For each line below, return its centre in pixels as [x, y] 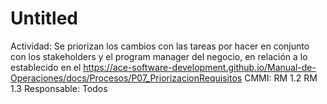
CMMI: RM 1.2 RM [281, 78]
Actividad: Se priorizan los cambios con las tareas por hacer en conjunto [160, 46]
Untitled [44, 18]
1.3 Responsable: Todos [59, 88]
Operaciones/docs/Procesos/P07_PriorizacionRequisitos [126, 78]
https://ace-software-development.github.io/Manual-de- [200, 67]
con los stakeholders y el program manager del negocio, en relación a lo [159, 56]
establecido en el [46, 67]
